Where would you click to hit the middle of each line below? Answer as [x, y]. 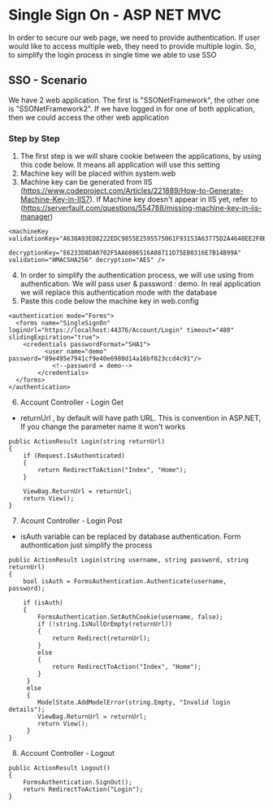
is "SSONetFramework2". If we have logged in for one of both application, [132, 108]
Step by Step [34, 138]
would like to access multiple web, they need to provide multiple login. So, [132, 46]
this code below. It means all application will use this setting [120, 165]
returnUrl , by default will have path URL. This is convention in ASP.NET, [141, 418]
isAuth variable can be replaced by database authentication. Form [130, 537]
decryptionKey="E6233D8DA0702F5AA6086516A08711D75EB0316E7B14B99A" [125, 253]
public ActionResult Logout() [60, 768]
